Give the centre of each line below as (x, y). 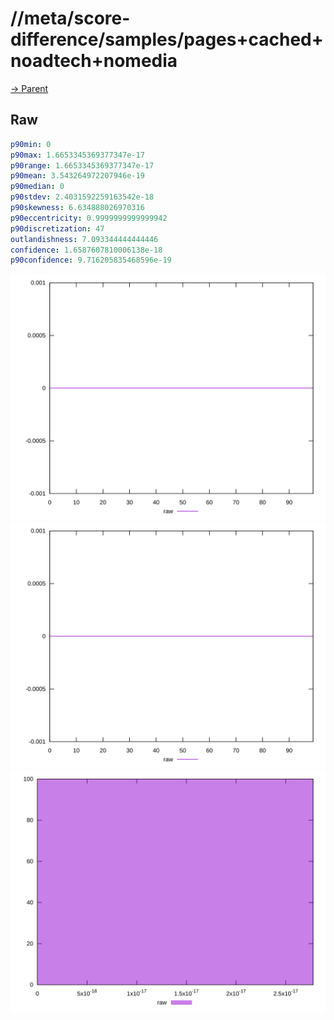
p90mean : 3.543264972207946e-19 (77, 176)
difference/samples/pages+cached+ (167, 39)
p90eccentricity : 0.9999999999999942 (89, 218)
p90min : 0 (31, 144)
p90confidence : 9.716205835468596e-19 (91, 260)
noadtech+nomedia (94, 61)
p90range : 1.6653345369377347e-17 (82, 165)
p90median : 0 (37, 187)
